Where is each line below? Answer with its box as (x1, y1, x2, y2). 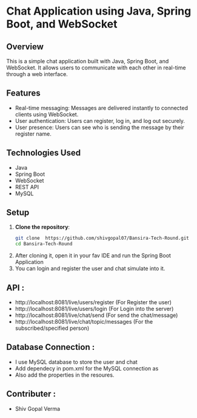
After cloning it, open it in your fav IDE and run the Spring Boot (15, 252, 172, 259)
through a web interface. (6, 71, 68, 77)
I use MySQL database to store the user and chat (15, 358, 138, 366)
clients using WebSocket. (15, 111, 79, 118)
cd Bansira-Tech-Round (15, 241, 73, 247)
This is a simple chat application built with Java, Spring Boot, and (6, 58, 169, 64)
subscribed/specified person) (15, 324, 90, 332)
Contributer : (6, 389, 56, 399)
